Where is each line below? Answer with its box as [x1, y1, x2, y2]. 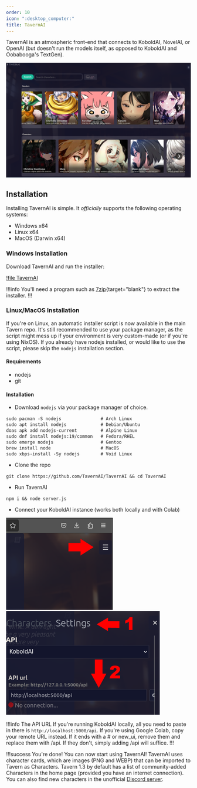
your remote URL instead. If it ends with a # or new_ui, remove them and [6, 733, 181, 740]
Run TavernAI [14, 484, 47, 491]
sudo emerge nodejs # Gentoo [6, 439, 122, 445]
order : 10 [6, 9, 30, 15]
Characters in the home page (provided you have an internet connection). [6, 769, 184, 777]
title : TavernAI [6, 22, 46, 28]
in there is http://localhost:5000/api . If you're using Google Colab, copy [6, 727, 184, 734]
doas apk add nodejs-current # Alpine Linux [6, 428, 138, 434]
